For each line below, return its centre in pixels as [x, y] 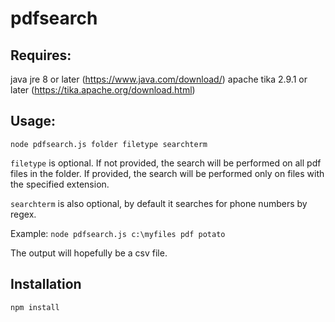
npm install [35, 307]
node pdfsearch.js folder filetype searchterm [109, 144]
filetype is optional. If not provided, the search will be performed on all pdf [166, 163]
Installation [46, 284]
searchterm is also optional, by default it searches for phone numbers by [159, 203]
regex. [23, 214]
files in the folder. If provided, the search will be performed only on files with [167, 173]
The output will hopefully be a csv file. [89, 253]
